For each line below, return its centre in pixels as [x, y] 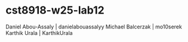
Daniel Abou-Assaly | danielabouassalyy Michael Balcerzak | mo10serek [94, 27]
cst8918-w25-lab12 [55, 10]
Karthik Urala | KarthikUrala [39, 33]
